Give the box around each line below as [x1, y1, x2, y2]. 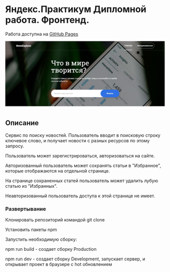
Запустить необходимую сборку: [5, 236, 77, 243]
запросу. [5, 143, 24, 149]
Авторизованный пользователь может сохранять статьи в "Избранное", [5, 162, 161, 169]
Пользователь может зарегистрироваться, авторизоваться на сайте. [5, 152, 155, 158]
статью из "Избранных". [5, 183, 58, 189]
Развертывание [5, 205, 47, 212]
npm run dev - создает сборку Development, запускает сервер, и [5, 256, 145, 262]
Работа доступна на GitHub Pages [5, 31, 78, 37]
